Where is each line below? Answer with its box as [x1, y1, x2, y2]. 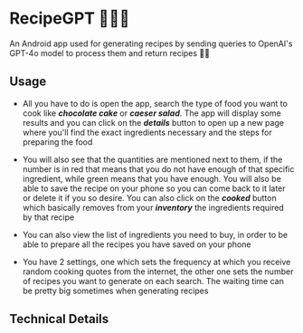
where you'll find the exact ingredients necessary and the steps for [22, 127, 273, 138]
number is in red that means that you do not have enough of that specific [22, 163, 295, 175]
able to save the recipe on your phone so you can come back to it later [22, 183, 287, 194]
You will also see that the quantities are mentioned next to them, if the [22, 154, 283, 165]
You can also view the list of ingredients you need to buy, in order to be [22, 229, 288, 240]
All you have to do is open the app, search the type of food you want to [22, 98, 288, 109]
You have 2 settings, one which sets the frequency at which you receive [22, 256, 291, 267]
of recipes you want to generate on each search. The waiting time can [22, 275, 285, 286]
